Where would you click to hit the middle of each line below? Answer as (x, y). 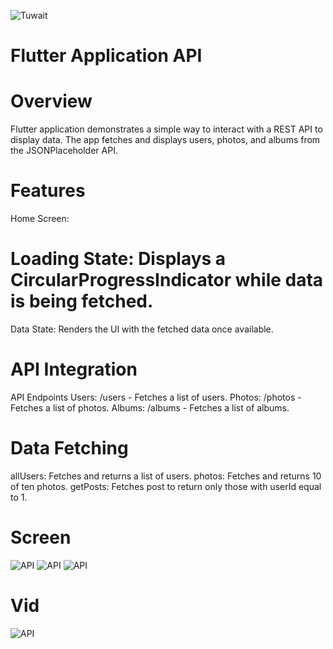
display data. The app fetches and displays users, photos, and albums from (165, 140)
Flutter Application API (106, 56)
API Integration (74, 369)
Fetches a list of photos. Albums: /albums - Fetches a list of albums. (150, 407)
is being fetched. (82, 301)
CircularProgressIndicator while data (167, 280)
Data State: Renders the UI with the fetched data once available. (142, 329)
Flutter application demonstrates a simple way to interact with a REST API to (166, 129)
